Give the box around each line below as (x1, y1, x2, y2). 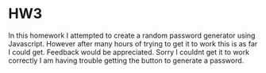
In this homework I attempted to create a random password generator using (8, 31, 256, 40)
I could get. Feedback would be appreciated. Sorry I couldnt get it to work (8, 47, 250, 57)
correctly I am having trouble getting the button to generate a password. (8, 56, 245, 65)
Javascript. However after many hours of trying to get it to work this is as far (8, 38, 258, 48)
